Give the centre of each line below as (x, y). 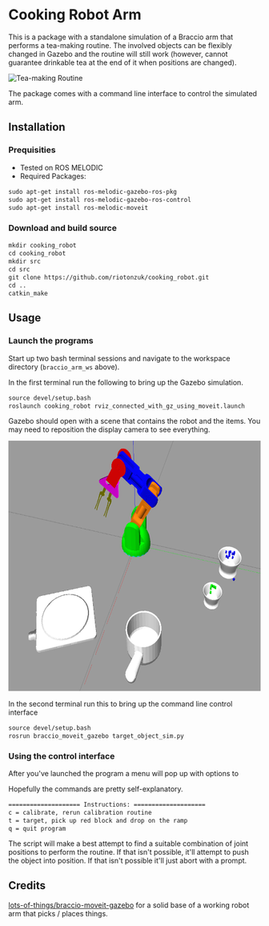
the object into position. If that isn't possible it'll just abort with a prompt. (128, 860)
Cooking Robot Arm (75, 15)
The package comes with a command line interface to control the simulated (133, 93)
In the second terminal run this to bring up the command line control (120, 703)
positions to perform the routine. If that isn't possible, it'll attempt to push (129, 852)
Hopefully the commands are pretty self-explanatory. (96, 789)
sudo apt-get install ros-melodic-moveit (78, 207)
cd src (19, 269)
